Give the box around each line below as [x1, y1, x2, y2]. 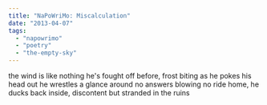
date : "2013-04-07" [8, 19, 74, 27]
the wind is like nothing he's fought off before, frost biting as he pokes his [8, 71, 252, 80]
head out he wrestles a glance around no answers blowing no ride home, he [8, 79, 259, 89]
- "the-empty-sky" [15, 49, 78, 57]
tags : [8, 26, 26, 34]
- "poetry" [15, 42, 52, 50]
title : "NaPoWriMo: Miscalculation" [8, 11, 131, 20]
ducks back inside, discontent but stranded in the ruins [8, 88, 190, 97]
